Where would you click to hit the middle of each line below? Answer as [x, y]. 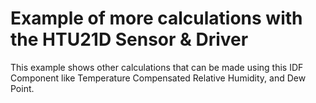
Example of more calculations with [156, 18]
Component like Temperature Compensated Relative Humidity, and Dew [158, 78]
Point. [22, 88]
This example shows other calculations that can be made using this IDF [157, 67]
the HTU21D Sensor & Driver [129, 39]
